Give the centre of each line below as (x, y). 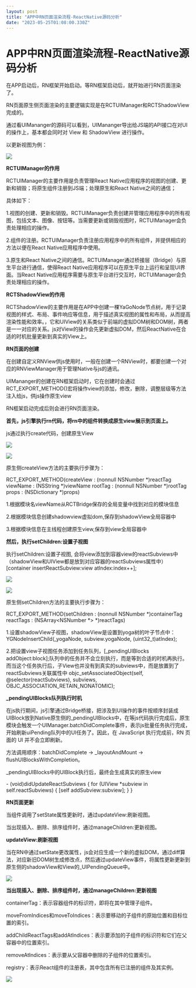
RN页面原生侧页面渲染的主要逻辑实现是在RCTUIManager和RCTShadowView (98, 105)
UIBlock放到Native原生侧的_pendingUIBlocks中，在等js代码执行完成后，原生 (98, 718)
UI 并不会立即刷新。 (42, 740)
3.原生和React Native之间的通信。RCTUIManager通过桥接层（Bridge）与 (94, 260)
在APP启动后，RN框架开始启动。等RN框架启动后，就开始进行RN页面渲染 (94, 85)
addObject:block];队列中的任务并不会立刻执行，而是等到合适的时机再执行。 (97, 658)
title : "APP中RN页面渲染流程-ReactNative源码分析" (64, 17)
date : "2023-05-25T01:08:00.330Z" (48, 22)
